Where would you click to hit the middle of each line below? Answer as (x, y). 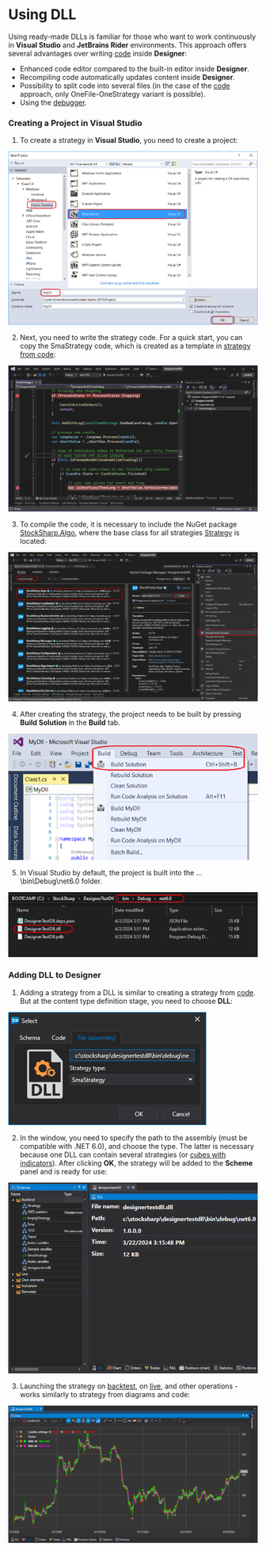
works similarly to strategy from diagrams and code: (104, 1395)
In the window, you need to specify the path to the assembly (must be (133, 1137)
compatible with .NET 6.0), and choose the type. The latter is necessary (137, 1146)
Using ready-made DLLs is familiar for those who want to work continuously (132, 36)
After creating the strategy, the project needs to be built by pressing (130, 714)
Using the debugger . (53, 102)
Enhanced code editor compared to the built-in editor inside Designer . (134, 68)
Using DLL (42, 15)
